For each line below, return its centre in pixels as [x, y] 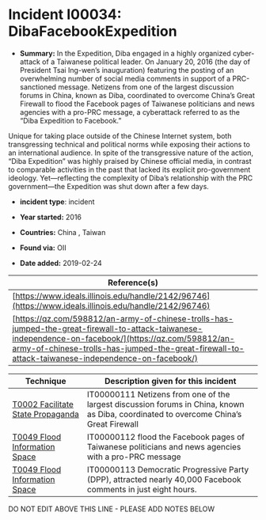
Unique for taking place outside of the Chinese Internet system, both [120, 135]
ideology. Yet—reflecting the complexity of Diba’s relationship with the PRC [131, 178]
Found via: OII [43, 248]
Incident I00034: [65, 15]
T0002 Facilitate [43, 404]
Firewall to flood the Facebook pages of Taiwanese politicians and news [137, 104]
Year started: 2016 [50, 217]
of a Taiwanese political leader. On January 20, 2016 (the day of [146, 62]
